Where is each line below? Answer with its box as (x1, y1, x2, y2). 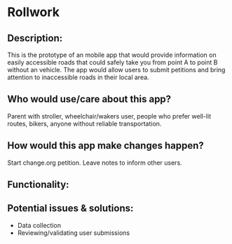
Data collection (17, 221, 62, 229)
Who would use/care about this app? (7, 93, 172, 105)
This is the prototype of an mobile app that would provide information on (7, 50, 217, 59)
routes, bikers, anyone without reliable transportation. (7, 119, 162, 128)
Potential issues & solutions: (7, 203, 134, 215)
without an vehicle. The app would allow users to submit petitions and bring (7, 66, 226, 74)
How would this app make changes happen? (7, 140, 205, 151)
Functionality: (7, 179, 69, 191)
